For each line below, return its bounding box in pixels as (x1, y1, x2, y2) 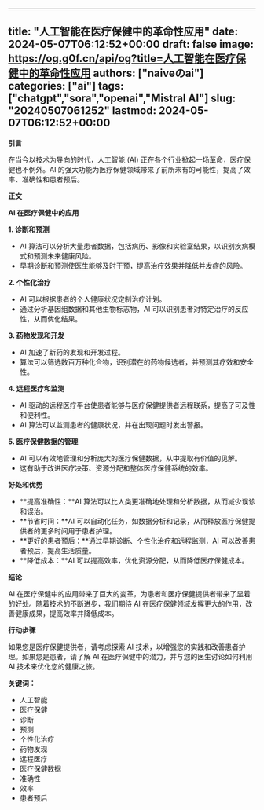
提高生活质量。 (46, 545, 96, 555)
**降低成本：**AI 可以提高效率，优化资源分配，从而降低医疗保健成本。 (19, 555, 249, 565)
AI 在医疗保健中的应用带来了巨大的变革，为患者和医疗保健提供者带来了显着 (8, 588, 251, 598)
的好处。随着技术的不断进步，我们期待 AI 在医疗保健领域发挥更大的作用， (8, 599, 246, 608)
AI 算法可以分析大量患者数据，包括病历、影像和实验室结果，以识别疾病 (19, 241, 249, 251)
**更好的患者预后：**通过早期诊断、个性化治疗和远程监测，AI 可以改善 (19, 536, 249, 545)
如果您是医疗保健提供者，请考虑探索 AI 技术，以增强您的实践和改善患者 (8, 642, 240, 651)
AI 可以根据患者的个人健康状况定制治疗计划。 (19, 294, 167, 303)
